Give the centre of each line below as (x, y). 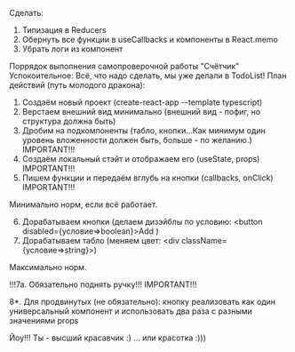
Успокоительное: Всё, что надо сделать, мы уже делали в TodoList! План (148, 76)
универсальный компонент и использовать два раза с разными (131, 311)
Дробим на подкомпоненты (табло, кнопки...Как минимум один (144, 131)
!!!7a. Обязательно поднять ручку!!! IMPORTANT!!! (103, 284)
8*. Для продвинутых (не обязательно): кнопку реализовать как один (143, 302)
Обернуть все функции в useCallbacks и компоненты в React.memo (150, 40)
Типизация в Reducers (64, 30)
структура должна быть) (69, 121)
